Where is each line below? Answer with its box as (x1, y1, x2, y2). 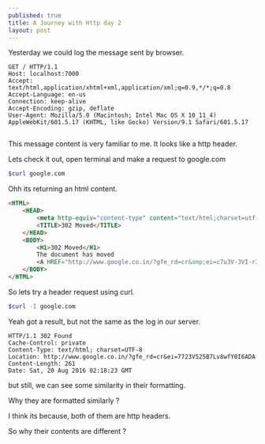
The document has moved (36, 250, 114, 259)
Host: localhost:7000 (8, 70, 80, 78)
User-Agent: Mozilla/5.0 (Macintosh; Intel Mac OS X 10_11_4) (8, 111, 217, 119)
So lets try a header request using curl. (8, 287, 135, 296)
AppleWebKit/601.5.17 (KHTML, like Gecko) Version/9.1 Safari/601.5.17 (8, 119, 248, 126)
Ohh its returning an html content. (8, 184, 118, 194)
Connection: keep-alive (8, 98, 87, 106)
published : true (8, 11, 62, 20)
